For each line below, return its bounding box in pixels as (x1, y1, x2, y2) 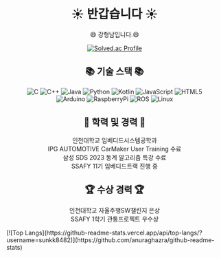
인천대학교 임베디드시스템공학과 (72, 136, 157, 144)
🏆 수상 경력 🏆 (84, 184, 145, 195)
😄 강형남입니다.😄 (89, 30, 140, 39)
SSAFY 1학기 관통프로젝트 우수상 (70, 215, 159, 224)
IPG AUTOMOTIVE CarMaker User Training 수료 (47, 144, 182, 153)
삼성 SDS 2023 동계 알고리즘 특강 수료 (62, 153, 167, 162)
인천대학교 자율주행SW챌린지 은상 (69, 206, 161, 215)
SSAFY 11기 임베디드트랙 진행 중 (71, 162, 159, 170)
